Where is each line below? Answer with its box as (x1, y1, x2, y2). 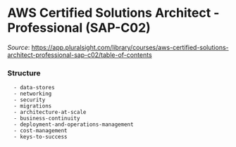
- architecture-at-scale (13, 109, 87, 116)
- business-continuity (13, 115, 80, 122)
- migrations (13, 103, 52, 110)
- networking (13, 90, 52, 98)
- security (13, 96, 46, 103)
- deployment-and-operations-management (13, 121, 134, 128)
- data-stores (13, 84, 55, 91)
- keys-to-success (13, 134, 68, 141)
